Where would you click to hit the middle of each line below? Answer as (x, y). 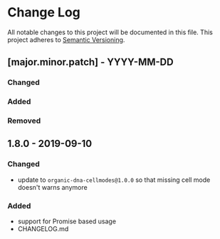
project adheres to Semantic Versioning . (66, 39)
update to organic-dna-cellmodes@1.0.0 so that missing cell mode (114, 180)
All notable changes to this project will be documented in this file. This (110, 32)
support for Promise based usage (67, 221)
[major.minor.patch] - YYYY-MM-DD (90, 62)
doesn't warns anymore (52, 187)
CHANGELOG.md (43, 229)
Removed (24, 121)
